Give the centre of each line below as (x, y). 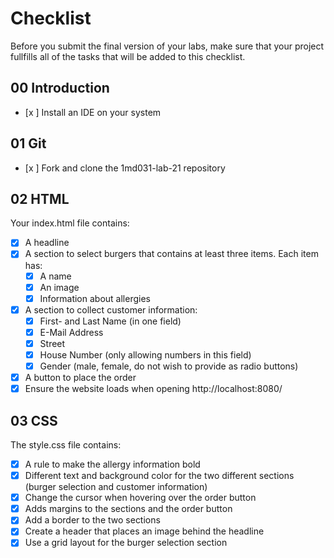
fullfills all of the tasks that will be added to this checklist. (128, 56)
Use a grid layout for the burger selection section (126, 543)
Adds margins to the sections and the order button (128, 509)
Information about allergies (95, 298)
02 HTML (40, 198)
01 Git (28, 143)
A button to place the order (80, 378)
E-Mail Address (71, 332)
